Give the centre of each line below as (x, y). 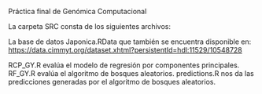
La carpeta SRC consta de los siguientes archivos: (90, 26)
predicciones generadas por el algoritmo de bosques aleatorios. (112, 82)
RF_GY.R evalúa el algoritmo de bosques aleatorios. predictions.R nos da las (131, 73)
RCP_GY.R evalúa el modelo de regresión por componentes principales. (124, 65)
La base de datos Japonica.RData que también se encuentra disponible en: (130, 42)
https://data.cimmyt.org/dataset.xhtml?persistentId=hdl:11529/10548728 (125, 50)
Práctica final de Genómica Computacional (77, 11)
